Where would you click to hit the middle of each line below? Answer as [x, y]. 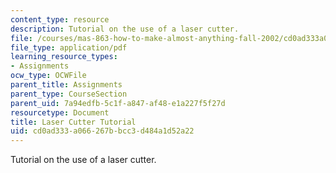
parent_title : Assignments [66, 85]
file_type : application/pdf [69, 47]
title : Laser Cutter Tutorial [73, 122]
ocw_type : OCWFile [48, 76]
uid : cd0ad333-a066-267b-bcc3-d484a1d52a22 [102, 131]
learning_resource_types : [64, 57]
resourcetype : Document [60, 112]
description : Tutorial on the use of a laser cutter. [125, 29]
